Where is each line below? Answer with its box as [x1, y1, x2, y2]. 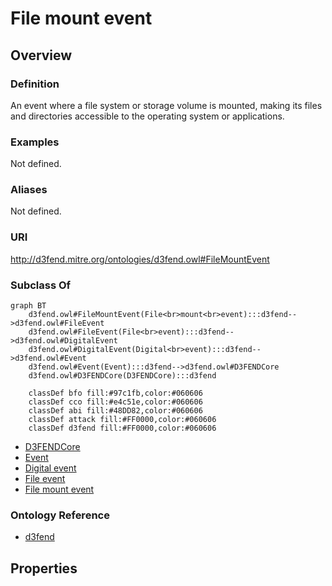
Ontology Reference [10, 508, 110, 522]
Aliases [10, 183, 48, 197]
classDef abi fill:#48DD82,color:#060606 [28, 406, 203, 416]
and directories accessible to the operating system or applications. [10, 110, 285, 122]
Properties [10, 560, 78, 577]
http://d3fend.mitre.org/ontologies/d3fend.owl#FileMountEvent [10, 253, 270, 265]
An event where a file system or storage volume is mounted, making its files [10, 99, 323, 111]
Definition [10, 77, 60, 91]
